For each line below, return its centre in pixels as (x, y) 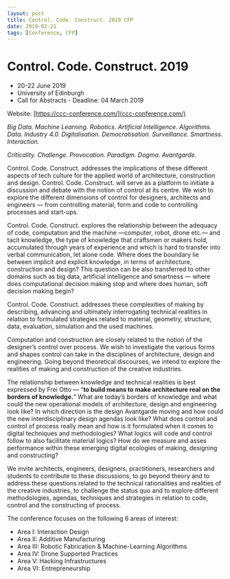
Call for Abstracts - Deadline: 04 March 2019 (80, 100)
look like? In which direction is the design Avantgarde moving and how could (115, 412)
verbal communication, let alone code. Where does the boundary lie (103, 254)
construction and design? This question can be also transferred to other (109, 270)
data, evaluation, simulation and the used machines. (81, 327)
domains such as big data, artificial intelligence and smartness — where (109, 276)
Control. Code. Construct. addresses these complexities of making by (106, 305)
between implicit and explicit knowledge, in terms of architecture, (100, 262)
